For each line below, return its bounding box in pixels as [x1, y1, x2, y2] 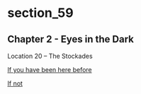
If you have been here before [7, 66, 92, 74]
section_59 [7, 5, 74, 21]
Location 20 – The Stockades [7, 52, 94, 60]
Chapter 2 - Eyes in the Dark [7, 33, 135, 45]
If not [7, 79, 23, 88]
